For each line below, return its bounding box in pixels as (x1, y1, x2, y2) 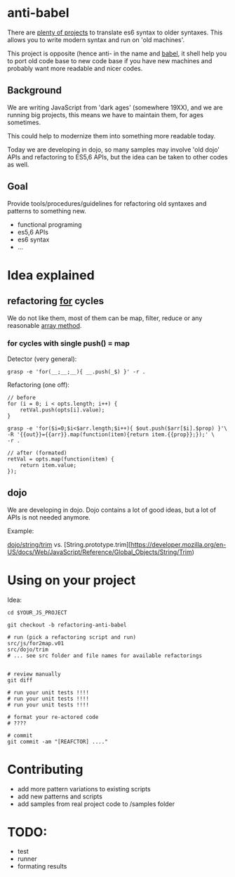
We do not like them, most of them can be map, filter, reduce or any (7, 314, 203, 322)
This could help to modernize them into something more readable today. (7, 131, 216, 140)
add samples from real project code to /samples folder (17, 799, 175, 808)
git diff (7, 676, 33, 684)
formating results (17, 862, 67, 871)
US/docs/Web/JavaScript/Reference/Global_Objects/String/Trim (7, 548, 192, 556)
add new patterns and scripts (17, 792, 103, 800)
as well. (7, 160, 29, 169)
